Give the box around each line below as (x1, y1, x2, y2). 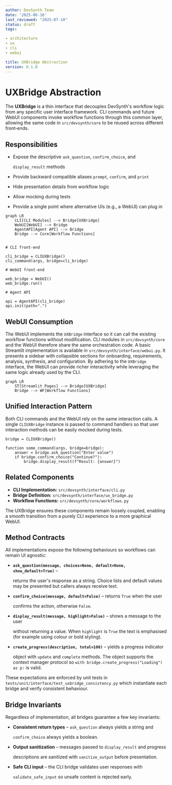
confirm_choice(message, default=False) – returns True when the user (12, 593, 163, 599)
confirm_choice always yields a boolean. (12, 734, 99, 740)
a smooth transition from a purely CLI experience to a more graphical (5, 513, 151, 519)
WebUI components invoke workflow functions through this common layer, (5, 114, 163, 121)
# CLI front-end (5, 245, 40, 250)
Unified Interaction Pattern (5, 402, 92, 411)
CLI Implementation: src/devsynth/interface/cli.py (12, 487, 125, 493)
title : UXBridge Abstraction (5, 60, 68, 65)
